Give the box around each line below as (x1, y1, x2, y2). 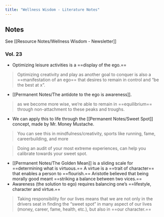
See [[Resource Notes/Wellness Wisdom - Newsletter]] (5, 38, 117, 44)
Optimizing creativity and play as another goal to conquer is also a (17, 71, 151, 77)
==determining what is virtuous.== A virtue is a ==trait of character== (12, 165, 155, 171)
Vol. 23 (5, 51, 23, 58)
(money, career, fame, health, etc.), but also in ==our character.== (17, 206, 151, 212)
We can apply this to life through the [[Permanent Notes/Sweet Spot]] (12, 116, 153, 122)
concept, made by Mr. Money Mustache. (12, 121, 94, 127)
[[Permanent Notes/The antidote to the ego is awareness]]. (12, 92, 132, 97)
